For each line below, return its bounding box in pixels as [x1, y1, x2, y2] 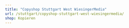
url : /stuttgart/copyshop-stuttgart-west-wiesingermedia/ [5, 11, 124, 16]
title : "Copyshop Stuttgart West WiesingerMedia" [5, 7, 107, 12]
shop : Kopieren [5, 16, 36, 20]
